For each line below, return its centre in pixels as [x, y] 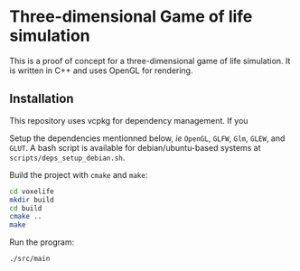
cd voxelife [32, 192]
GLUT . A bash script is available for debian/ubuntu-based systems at [135, 147]
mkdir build [32, 200]
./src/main [30, 259]
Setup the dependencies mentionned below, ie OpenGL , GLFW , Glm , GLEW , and [147, 138]
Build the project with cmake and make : [79, 174]
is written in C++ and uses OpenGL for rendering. [101, 70]
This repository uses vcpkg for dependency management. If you [129, 120]
